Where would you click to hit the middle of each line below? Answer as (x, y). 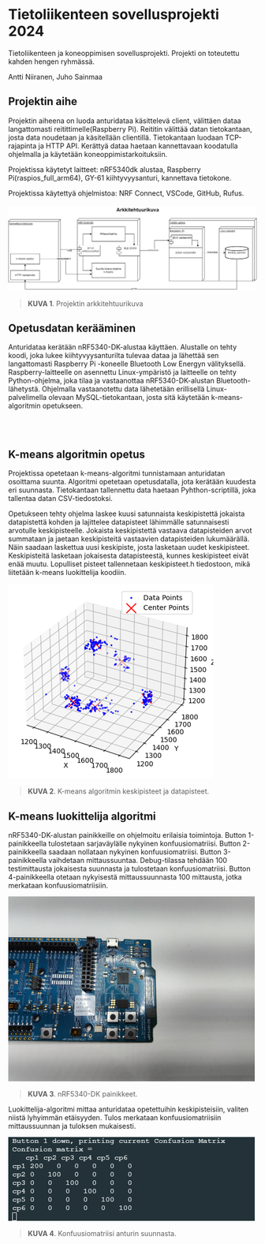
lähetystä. (24, 389)
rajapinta (22, 146)
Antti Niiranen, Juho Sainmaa (55, 77)
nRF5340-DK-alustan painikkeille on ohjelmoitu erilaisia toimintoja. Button (127, 835)
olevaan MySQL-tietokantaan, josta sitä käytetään (129, 398)
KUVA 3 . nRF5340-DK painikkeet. (82, 1093)
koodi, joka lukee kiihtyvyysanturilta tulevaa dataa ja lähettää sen (114, 356)
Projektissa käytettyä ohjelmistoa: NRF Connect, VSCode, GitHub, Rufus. (126, 193)
